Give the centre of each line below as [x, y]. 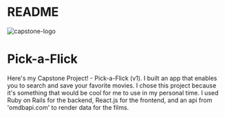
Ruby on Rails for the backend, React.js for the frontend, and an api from [110, 100]
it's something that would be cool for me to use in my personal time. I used [113, 92]
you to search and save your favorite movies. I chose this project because [112, 85]
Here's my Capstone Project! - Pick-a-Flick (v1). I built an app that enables [112, 78]
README [33, 12]
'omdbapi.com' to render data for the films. [68, 107]
